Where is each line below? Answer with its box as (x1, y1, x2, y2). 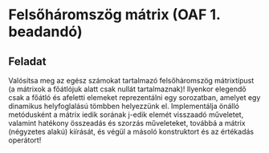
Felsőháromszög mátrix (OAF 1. (8, 6, 221, 24)
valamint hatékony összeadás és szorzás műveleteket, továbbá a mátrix (8, 119, 247, 127)
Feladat (8, 54, 47, 68)
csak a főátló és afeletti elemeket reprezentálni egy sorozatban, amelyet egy (8, 93, 261, 102)
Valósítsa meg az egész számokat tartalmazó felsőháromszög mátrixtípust (8, 76, 255, 85)
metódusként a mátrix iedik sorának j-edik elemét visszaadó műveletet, (8, 110, 244, 119)
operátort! (8, 135, 42, 145)
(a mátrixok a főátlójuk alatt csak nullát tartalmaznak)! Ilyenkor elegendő (8, 84, 247, 94)
